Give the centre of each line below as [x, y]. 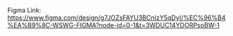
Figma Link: [24, 10]
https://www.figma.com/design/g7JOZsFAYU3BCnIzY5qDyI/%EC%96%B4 [116, 18]
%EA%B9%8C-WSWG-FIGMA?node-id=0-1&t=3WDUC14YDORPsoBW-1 [114, 25]
